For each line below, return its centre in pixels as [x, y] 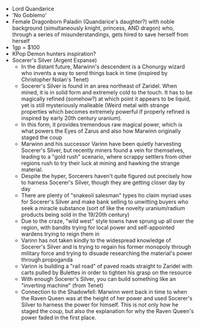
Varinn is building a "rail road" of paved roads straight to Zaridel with [107, 266]
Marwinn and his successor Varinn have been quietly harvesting [101, 144]
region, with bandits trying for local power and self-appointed [98, 227]
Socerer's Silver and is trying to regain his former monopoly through [106, 247]
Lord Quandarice [33, 9]
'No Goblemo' [29, 15]
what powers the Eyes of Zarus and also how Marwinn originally [101, 131]
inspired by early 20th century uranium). [72, 118]
